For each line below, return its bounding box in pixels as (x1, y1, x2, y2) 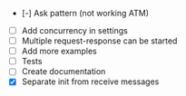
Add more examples (21, 45, 97, 57)
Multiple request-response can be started (21, 35, 178, 46)
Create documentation (21, 66, 106, 77)
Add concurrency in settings (21, 25, 128, 35)
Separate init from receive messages (21, 76, 160, 87)
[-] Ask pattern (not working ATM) (21, 8, 150, 18)
